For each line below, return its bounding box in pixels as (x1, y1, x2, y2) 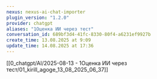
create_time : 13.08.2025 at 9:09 (6, 37, 91, 43)
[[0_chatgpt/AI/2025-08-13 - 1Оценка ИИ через (6, 59, 127, 67)
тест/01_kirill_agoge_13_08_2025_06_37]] (6, 66, 108, 73)
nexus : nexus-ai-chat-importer (6, 9, 86, 15)
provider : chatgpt (6, 20, 53, 26)
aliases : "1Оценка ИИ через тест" (6, 26, 94, 32)
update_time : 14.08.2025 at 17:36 (6, 43, 94, 49)
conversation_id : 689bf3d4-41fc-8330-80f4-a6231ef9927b (6, 32, 151, 38)
